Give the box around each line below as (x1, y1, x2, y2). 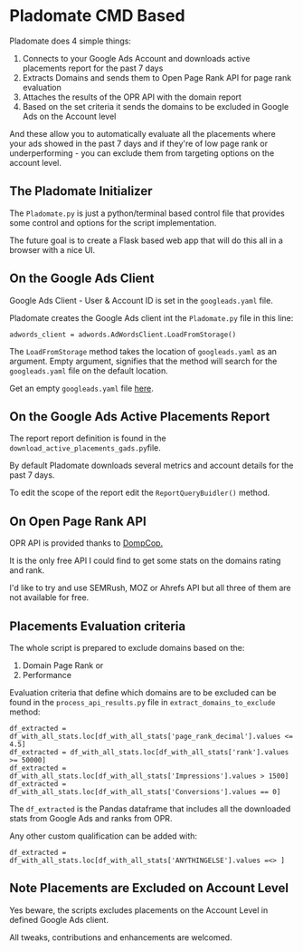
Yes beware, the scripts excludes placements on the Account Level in (9, 904, 269, 916)
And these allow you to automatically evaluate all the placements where (9, 128, 276, 139)
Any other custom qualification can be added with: (9, 831, 197, 841)
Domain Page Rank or (22, 660, 104, 671)
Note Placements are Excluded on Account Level (9, 880, 289, 896)
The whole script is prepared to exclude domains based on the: (9, 643, 245, 653)
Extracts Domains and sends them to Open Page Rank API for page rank (22, 72, 292, 83)
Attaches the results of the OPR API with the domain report (22, 92, 242, 102)
